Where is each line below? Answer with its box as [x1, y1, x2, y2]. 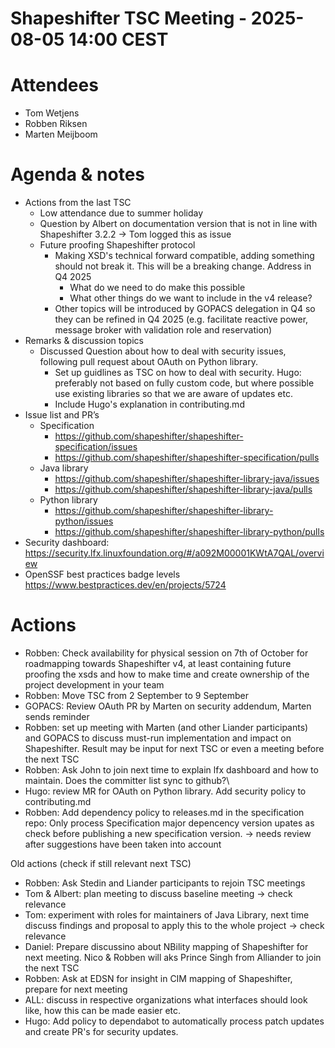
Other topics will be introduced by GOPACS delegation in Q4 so [54, 303, 316, 315]
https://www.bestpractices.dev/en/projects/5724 [24, 579, 227, 591]
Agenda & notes [10, 163, 145, 186]
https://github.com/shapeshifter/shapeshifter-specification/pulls [54, 452, 320, 464]
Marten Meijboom [24, 128, 98, 141]
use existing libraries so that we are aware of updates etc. [54, 388, 293, 400]
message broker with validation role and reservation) [54, 324, 273, 336]
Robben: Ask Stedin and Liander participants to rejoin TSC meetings [24, 877, 306, 889]
